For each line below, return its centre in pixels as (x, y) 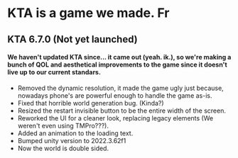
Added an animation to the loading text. (75, 133)
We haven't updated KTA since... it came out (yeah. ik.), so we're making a (119, 57)
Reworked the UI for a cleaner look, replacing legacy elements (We (115, 118)
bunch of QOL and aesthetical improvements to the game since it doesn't (117, 64)
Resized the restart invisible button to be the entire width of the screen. (121, 111)
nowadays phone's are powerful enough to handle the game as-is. (115, 95)
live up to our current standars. (54, 72)
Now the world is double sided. (63, 148)
